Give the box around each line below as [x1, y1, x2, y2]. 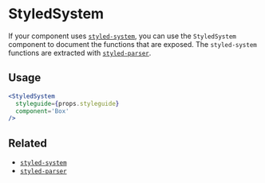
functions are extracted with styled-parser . [8, 48, 152, 57]
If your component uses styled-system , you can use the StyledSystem [8, 31, 237, 41]
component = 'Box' [15, 107, 69, 115]
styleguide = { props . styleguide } [15, 99, 120, 107]
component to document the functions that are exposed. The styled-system [8, 39, 258, 49]
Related [8, 136, 48, 150]
